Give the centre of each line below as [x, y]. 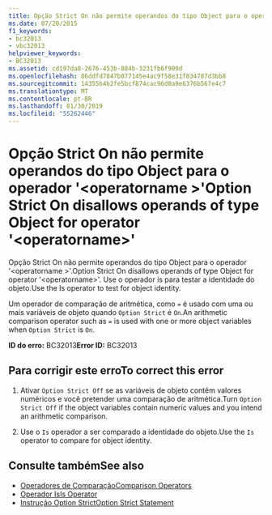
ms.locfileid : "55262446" [52, 114]
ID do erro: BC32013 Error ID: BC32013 [73, 345]
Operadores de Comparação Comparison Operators [106, 485]
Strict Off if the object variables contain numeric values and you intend [141, 407]
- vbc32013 [27, 46]
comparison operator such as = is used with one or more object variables [130, 321]
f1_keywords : [30, 31]
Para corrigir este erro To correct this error [116, 370]
